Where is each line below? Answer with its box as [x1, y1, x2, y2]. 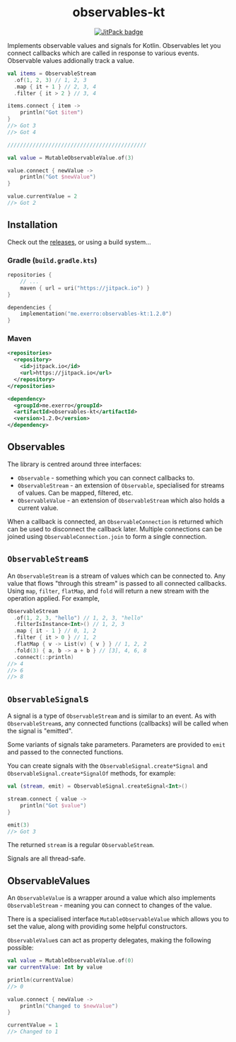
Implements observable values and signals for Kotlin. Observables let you [7, 41, 221, 49]
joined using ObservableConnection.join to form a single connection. [7, 532, 207, 540]
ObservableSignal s [7, 693, 89, 705]
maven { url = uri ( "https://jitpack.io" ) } [20, 284, 151, 292]
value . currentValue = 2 [7, 193, 78, 200]
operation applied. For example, [7, 594, 100, 603]
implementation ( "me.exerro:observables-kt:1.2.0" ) [20, 310, 172, 318]
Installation [7, 219, 58, 231]
